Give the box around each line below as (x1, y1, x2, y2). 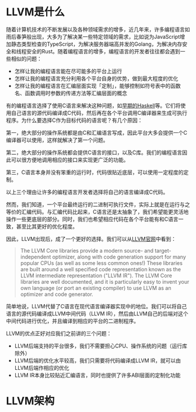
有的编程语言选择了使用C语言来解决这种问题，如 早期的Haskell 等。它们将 (6, 102, 181, 109)
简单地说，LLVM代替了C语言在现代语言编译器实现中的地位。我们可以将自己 (6, 302, 187, 309)
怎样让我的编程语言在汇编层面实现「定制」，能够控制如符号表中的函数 (14, 82, 181, 89)
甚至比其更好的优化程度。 (16, 223, 78, 230)
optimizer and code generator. (20, 291, 93, 298)
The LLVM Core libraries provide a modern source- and (20, 247, 153, 254)
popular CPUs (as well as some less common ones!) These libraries (20, 259, 183, 267)
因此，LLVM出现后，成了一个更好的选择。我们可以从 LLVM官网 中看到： (6, 235, 177, 242)
